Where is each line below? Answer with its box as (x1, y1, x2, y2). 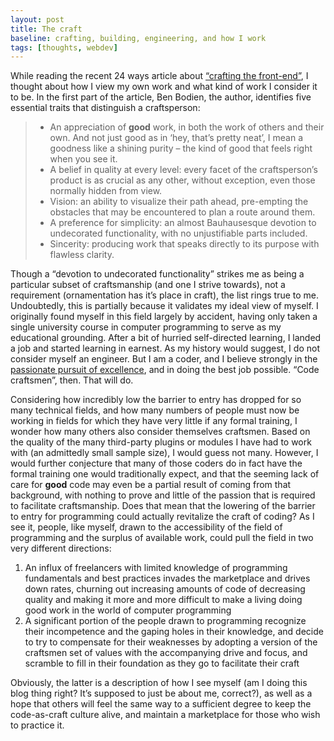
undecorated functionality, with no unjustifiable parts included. (49, 227, 308, 240)
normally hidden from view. (49, 185, 163, 197)
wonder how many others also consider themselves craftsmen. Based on (10, 426, 311, 438)
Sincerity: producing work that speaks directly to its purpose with (49, 238, 320, 250)
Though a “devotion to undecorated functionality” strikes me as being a (10, 268, 305, 280)
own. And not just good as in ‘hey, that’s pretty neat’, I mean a (49, 132, 304, 144)
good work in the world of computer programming (24, 604, 232, 616)
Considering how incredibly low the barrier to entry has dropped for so (10, 394, 302, 406)
